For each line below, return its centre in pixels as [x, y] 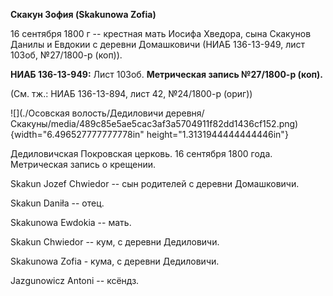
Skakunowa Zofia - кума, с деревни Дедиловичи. [115, 261]
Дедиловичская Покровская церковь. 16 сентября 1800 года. [141, 153]
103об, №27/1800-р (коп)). [66, 55]
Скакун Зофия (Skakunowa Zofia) [83, 14]
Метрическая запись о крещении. [83, 164]
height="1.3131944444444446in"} [217, 134]
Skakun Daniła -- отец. [57, 203]
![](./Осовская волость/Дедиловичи [87, 113]
